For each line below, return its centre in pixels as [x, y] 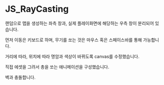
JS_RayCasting [37, 9]
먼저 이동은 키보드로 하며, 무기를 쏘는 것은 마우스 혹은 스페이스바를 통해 [74, 40]
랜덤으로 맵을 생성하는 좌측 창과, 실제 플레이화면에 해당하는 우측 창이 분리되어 [80, 23]
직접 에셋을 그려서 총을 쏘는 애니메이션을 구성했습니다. [57, 67]
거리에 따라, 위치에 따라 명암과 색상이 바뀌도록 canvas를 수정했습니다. [72, 56]
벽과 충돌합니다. [20, 77]
